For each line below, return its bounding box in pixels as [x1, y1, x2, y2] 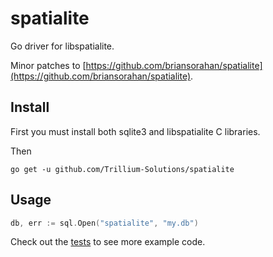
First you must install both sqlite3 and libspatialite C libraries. [10, 125, 261, 137]
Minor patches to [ [10, 59, 87, 71]
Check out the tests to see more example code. [10, 236, 206, 248]
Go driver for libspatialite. [10, 40, 115, 52]
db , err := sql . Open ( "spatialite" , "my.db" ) [10, 218, 199, 228]
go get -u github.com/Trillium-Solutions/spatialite [10, 164, 235, 174]
